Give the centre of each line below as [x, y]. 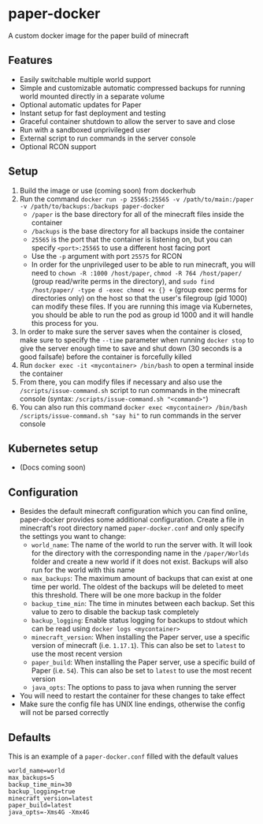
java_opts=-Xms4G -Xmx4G [49, 812]
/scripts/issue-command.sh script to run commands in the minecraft [130, 390]
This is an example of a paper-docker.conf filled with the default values [123, 756]
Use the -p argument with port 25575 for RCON [107, 256]
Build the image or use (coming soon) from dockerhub [107, 190]
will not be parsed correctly [64, 713]
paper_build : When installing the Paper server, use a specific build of [143, 662]
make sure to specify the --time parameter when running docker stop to [137, 339]
